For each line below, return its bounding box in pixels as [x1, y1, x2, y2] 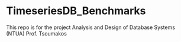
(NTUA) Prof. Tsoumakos [6, 30, 67, 37]
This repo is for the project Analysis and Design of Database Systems [6, 24, 176, 31]
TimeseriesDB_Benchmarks [6, 4, 146, 18]
